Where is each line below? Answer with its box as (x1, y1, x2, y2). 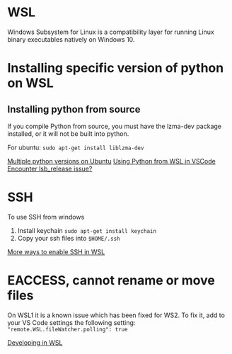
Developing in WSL (7, 338, 63, 347)
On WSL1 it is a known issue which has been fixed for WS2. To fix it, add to (7, 311, 225, 319)
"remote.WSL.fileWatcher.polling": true (7, 326, 129, 333)
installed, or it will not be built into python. (7, 129, 129, 138)
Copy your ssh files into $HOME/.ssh (17, 234, 120, 242)
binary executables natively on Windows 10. (7, 35, 135, 43)
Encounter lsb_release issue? (7, 164, 93, 173)
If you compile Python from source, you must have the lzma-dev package (7, 122, 221, 130)
